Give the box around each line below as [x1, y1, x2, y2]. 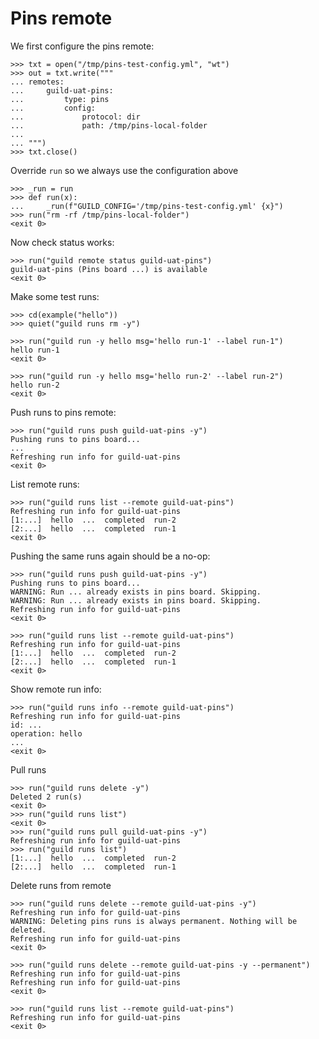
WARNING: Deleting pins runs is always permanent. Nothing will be [10, 916, 298, 926]
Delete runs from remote [10, 879, 112, 891]
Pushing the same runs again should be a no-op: [10, 550, 211, 562]
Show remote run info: [10, 683, 102, 695]
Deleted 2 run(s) [10, 792, 83, 802]
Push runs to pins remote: [10, 406, 117, 418]
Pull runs [10, 763, 47, 776]
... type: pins [10, 94, 110, 104]
